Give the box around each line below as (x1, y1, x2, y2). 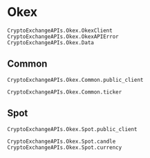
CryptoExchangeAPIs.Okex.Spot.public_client (7, 125, 138, 132)
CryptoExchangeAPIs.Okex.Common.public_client (7, 76, 144, 83)
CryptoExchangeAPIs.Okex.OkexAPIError (7, 33, 119, 40)
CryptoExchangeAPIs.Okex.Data (7, 39, 95, 46)
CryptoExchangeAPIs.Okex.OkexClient (7, 27, 113, 34)
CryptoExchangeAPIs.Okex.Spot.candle (7, 138, 116, 145)
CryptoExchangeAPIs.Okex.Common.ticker (7, 88, 122, 96)
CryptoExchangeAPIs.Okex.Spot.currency (7, 143, 122, 151)
